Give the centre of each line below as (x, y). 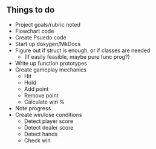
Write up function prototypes (51, 63)
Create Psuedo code (41, 37)
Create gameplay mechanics (50, 70)
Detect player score (49, 121)
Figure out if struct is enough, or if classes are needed (83, 50)
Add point (36, 89)
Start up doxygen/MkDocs (48, 44)
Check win (37, 140)
